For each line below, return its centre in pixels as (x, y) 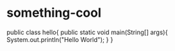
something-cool (54, 13)
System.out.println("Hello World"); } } (60, 39)
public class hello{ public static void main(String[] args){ (87, 32)
